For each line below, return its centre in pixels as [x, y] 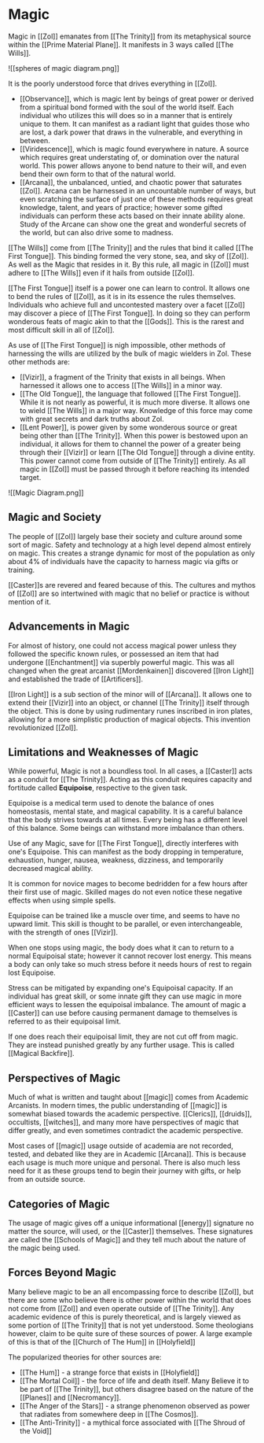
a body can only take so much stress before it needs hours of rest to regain [130, 965]
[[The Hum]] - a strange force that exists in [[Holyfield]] [110, 1372]
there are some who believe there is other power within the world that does [130, 1300]
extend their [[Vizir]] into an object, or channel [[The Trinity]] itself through [129, 703]
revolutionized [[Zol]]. [43, 727]
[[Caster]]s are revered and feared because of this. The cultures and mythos [132, 585]
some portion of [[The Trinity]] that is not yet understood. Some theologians [131, 1325]
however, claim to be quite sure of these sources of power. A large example [130, 1333]
